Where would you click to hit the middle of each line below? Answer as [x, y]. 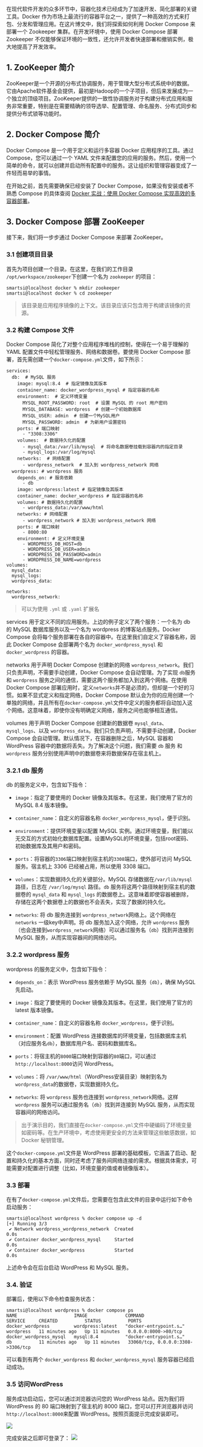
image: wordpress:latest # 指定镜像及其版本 [70, 490]
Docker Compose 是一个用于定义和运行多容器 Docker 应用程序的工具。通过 [100, 150]
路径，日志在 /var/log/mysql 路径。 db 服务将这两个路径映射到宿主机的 [102, 887]
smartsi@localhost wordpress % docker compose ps [70, 1311]
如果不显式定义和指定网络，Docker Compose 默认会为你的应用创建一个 [105, 695]
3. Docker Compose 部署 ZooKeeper [76, 222]
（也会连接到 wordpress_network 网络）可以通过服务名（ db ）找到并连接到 [104, 930]
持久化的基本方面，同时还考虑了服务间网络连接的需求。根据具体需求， [104, 1160]
